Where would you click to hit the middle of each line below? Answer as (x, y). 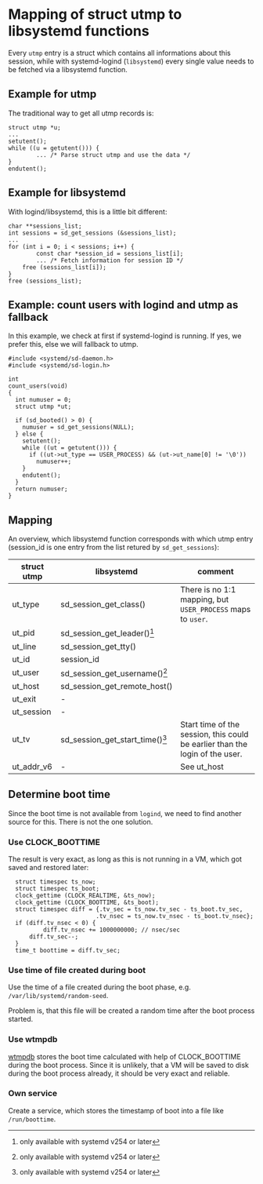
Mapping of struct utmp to (95, 15)
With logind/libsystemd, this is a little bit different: (88, 211)
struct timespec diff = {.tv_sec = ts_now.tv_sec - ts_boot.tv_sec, (129, 909)
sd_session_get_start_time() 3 (113, 739)
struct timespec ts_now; (56, 882)
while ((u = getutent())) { (54, 148)
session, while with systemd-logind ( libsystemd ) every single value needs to (131, 61)
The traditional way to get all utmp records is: (81, 113)
